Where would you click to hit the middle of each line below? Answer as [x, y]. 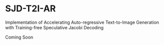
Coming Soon [19, 37]
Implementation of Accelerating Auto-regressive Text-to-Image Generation [82, 22]
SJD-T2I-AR [30, 9]
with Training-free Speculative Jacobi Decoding [54, 27]
